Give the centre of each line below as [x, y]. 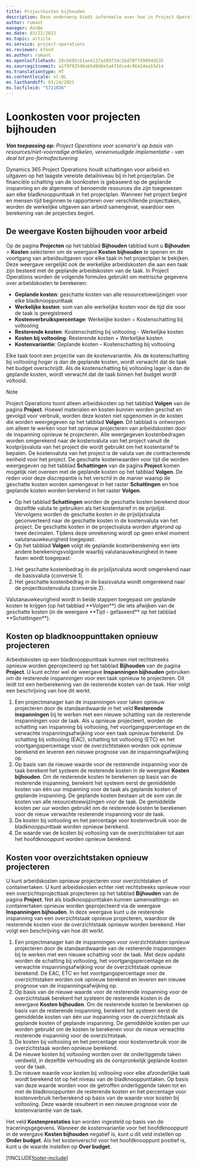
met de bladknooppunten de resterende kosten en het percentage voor [100, 1092]
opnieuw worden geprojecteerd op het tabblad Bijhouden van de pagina [93, 666]
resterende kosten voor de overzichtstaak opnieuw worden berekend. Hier [96, 925]
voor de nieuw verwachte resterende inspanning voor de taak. [90, 814]
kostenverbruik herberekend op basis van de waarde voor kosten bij [97, 1098]
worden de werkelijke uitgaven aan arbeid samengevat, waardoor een [90, 206]
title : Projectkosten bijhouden [45, 11]
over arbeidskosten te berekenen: [47, 283]
